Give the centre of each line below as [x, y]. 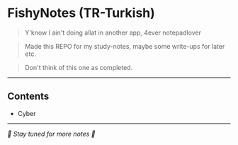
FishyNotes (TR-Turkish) [81, 13]
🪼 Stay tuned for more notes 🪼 [51, 134]
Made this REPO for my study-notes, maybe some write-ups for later [125, 46]
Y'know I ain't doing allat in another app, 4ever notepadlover [113, 33]
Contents [28, 97]
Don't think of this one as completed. [79, 67]
